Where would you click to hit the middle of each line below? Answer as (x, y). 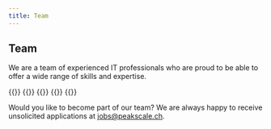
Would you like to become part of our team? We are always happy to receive (135, 108)
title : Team (28, 16)
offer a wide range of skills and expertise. (78, 77)
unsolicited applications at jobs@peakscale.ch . (87, 116)
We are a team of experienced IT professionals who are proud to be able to (133, 68)
